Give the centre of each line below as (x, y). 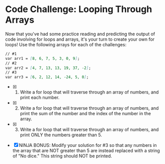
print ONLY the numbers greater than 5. (61, 135)
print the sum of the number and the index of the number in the (85, 114)
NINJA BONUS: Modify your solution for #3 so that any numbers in (88, 145)
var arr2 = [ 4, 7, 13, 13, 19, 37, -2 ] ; (48, 68)
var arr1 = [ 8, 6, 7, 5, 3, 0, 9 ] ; (43, 58)
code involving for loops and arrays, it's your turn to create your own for (80, 39)
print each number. (40, 98)
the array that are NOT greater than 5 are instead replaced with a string (86, 151)
